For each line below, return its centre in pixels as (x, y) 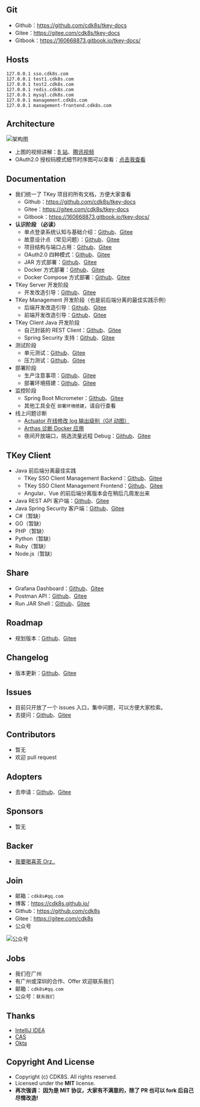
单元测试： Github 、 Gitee (55, 353)
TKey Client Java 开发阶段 (47, 323)
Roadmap (25, 623)
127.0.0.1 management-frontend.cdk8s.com (59, 105)
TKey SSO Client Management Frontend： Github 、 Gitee (93, 486)
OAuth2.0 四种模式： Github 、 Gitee (67, 255)
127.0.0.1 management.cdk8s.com (47, 100)
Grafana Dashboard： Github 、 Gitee (59, 588)
